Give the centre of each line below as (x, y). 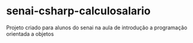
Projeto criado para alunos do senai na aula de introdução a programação (97, 27)
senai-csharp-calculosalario (79, 11)
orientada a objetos (30, 33)
